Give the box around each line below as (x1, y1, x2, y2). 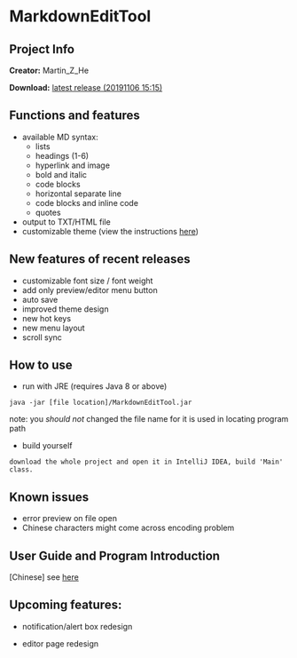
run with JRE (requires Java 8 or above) (21, 381, 168, 392)
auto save (21, 294, 59, 305)
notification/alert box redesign (21, 621, 133, 631)
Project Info (9, 42, 75, 57)
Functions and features (9, 108, 140, 123)
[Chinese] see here (9, 572, 80, 583)
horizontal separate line (35, 188, 122, 199)
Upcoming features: (9, 598, 122, 613)
